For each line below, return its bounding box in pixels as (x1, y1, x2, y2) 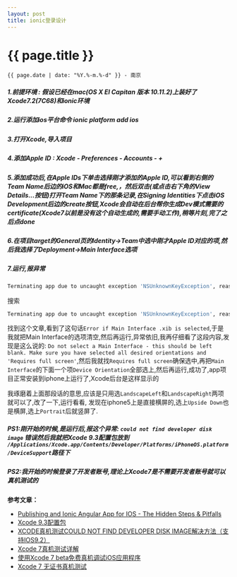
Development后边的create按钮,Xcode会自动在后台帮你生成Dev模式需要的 (7, 199, 224, 208)
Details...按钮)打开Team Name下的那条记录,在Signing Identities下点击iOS (7, 191, 225, 199)
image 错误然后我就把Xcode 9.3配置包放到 (7, 434, 130, 441)
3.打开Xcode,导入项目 (7, 135, 72, 143)
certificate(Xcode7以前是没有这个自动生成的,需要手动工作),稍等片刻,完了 (7, 208, 221, 217)
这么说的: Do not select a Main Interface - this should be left (19, 342, 213, 350)
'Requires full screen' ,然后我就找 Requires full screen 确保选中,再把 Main (7, 357, 224, 365)
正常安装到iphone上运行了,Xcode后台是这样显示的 (13, 374, 159, 383)
